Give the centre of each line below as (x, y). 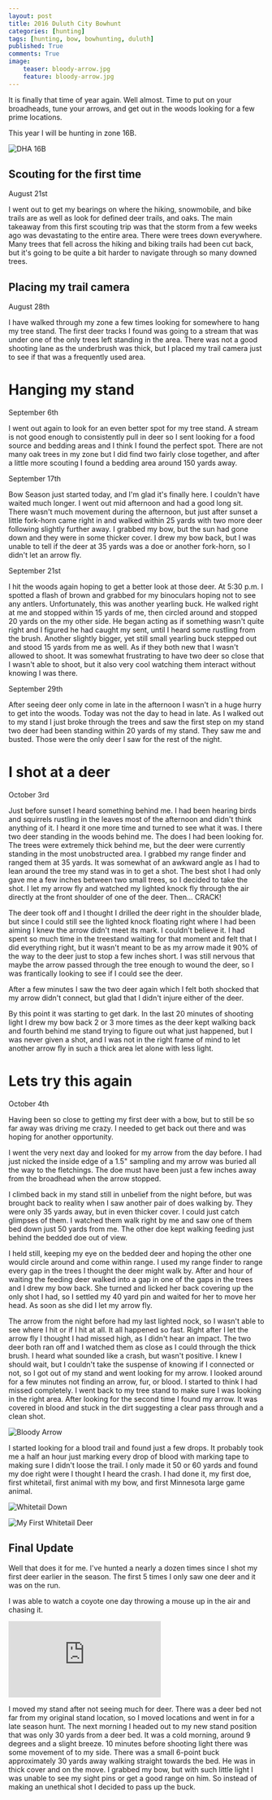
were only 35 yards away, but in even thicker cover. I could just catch (124, 1212)
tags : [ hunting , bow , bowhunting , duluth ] (81, 39)
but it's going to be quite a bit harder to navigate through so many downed (133, 252)
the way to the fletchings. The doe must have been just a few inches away (133, 1170)
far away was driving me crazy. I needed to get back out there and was (127, 1128)
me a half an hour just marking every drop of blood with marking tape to (129, 1457)
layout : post (30, 16)
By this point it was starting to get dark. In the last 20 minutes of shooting (131, 1014)
